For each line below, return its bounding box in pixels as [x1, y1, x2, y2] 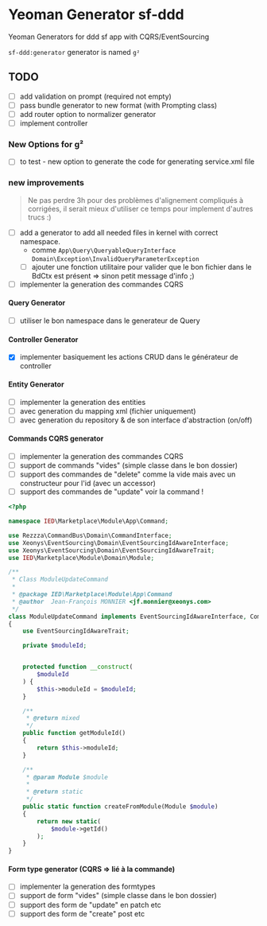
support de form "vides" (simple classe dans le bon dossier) [19, 891, 217, 901]
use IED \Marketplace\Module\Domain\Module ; [8, 554, 155, 562]
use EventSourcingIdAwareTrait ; [22, 627, 130, 636]
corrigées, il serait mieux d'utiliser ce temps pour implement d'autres [27, 204, 253, 213]
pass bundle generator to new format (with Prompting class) [19, 100, 218, 110]
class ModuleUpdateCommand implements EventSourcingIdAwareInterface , [8, 613, 247, 621]
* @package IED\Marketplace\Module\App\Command [11, 590, 172, 598]
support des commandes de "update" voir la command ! [19, 487, 204, 496]
